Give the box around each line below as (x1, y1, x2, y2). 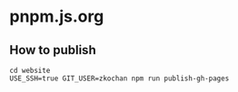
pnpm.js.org (9, 6, 104, 27)
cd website (9, 66, 51, 75)
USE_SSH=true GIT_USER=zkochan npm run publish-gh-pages (9, 74, 230, 83)
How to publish (9, 42, 97, 58)
